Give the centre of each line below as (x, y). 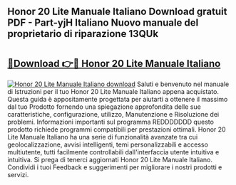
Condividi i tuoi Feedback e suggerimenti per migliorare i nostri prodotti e (115, 167)
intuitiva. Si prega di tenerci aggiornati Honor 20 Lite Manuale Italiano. (110, 160)
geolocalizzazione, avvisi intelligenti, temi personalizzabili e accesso (108, 144)
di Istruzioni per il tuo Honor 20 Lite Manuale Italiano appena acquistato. (113, 91)
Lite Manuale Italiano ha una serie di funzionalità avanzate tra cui (103, 137)
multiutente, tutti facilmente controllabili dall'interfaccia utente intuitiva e (113, 152)
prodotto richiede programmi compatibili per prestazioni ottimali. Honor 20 (117, 129)
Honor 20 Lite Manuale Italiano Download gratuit (117, 12)
